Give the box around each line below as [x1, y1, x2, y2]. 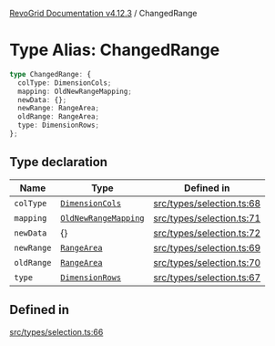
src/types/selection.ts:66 [9, 326, 104, 337]
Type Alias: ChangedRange [9, 40, 220, 60]
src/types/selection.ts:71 [153, 212, 261, 225]
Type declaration [9, 154, 107, 170]
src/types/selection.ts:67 [153, 271, 261, 284]
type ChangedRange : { [9, 69, 92, 79]
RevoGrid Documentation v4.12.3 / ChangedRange [9, 8, 198, 18]
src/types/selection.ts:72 [153, 226, 261, 239]
